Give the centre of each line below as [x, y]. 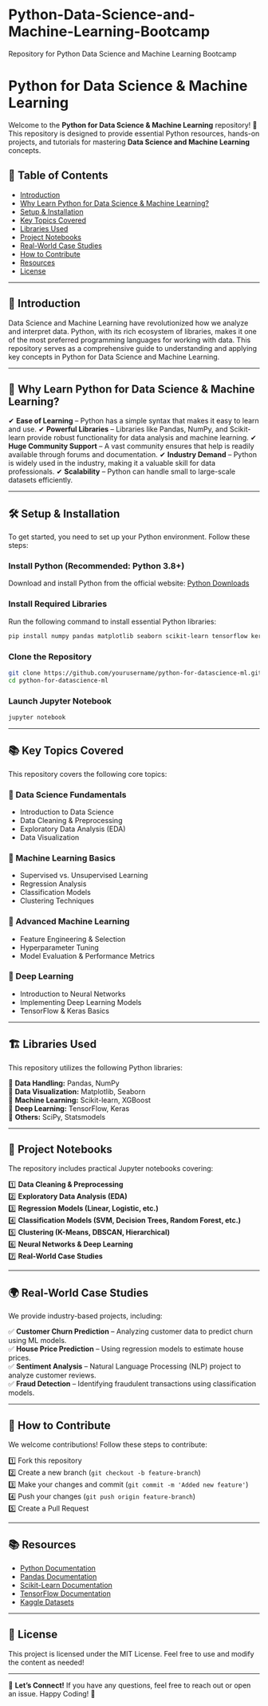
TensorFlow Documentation [65, 1594]
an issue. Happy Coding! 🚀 [52, 1693]
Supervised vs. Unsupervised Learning [84, 876]
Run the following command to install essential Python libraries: [112, 621]
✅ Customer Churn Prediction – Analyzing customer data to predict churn [131, 1332]
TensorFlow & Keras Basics [65, 1011]
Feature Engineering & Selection [73, 939]
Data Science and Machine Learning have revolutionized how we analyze [128, 323]
